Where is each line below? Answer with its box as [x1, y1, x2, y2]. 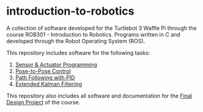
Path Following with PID [15, 74, 75, 81]
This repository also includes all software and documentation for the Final [6, 92, 192, 99]
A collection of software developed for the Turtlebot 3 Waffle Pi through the [6, 24, 197, 32]
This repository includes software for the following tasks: [6, 49, 150, 56]
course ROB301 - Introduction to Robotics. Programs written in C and [6, 30, 181, 38]
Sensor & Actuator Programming [15, 61, 98, 68]
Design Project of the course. [6, 99, 81, 106]
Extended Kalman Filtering [15, 80, 82, 88]
